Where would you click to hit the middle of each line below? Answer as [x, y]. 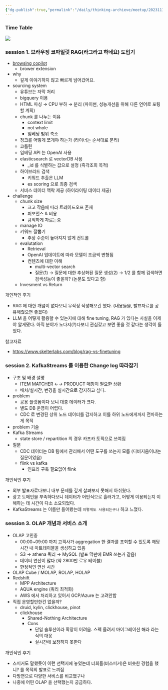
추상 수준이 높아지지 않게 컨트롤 [58, 238]
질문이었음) [31, 457]
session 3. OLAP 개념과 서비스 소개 [46, 524]
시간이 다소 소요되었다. [53, 503]
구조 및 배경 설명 [28, 377]
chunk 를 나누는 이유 [40, 117]
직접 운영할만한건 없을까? [37, 601]
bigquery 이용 [34, 98]
